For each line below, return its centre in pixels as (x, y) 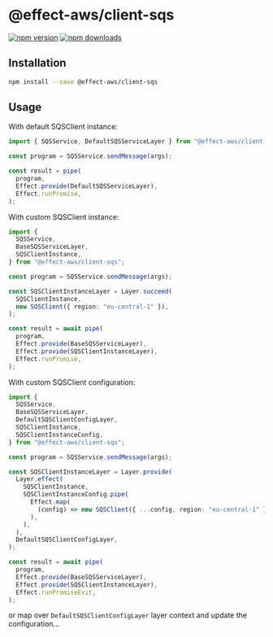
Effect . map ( (50, 502)
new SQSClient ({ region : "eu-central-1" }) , (92, 307)
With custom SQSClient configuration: (72, 382)
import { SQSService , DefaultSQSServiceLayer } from (100, 142)
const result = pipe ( (45, 171)
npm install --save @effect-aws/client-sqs (83, 82)
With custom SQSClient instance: (64, 216)
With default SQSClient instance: (63, 127)
